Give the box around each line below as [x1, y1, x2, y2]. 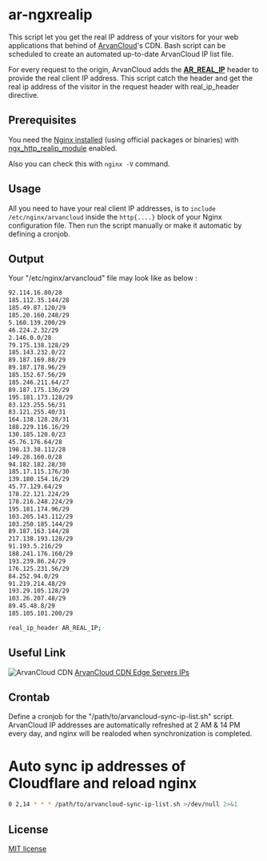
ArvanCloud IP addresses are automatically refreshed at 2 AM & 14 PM [8, 720, 241, 730]
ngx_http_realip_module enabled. [8, 143, 118, 153]
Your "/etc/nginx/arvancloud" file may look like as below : [8, 273, 197, 283]
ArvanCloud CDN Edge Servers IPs [74, 667, 190, 677]
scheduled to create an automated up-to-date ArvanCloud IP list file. [8, 49, 234, 59]
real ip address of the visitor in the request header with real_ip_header [8, 82, 240, 91]
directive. [8, 90, 39, 99]
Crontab [8, 690, 50, 704]
